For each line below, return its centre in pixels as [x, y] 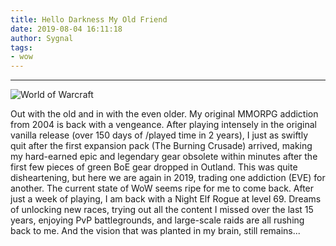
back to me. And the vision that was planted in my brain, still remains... [155, 231]
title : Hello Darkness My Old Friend [89, 19]
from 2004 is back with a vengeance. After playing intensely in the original [163, 125]
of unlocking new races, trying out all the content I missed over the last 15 [162, 210]
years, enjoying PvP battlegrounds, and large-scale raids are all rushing [157, 220]
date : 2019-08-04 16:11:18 [66, 29]
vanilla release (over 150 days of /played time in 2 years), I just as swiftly [159, 135]
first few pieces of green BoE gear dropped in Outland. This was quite [154, 167]
